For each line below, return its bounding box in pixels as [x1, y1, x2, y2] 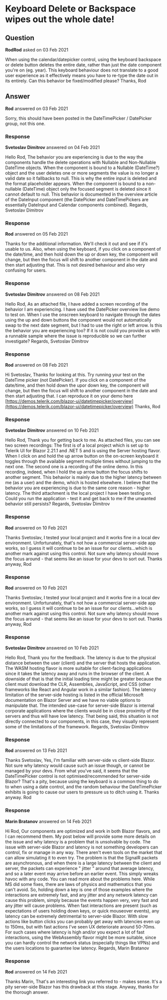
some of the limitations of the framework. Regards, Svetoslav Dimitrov [5, 724, 149, 730]
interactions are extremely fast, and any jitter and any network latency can [5, 891, 158, 898]
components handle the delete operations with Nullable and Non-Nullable [5, 160, 156, 166]
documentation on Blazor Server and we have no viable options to [5, 697, 141, 703]
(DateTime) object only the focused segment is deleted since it [22, 186, 151, 192]
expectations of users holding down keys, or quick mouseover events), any [5, 907, 160, 913]
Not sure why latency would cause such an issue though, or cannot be [5, 762, 150, 768]
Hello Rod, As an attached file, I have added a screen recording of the [5, 301, 149, 307]
